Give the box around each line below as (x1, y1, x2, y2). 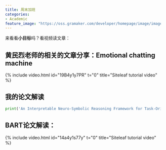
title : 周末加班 (5, 7, 36, 12)
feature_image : (5, 21, 37, 26)
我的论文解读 (5, 93, 44, 101)
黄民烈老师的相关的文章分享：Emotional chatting (5, 51, 156, 59)
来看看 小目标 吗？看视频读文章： (5, 35, 70, 41)
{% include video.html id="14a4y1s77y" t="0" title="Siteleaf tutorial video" (5, 134, 157, 141)
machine (5, 59, 33, 67)
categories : (5, 12, 30, 17)
